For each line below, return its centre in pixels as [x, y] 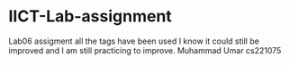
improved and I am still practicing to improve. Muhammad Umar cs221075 [145, 50]
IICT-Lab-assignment [90, 16]
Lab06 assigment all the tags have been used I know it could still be [134, 41]
